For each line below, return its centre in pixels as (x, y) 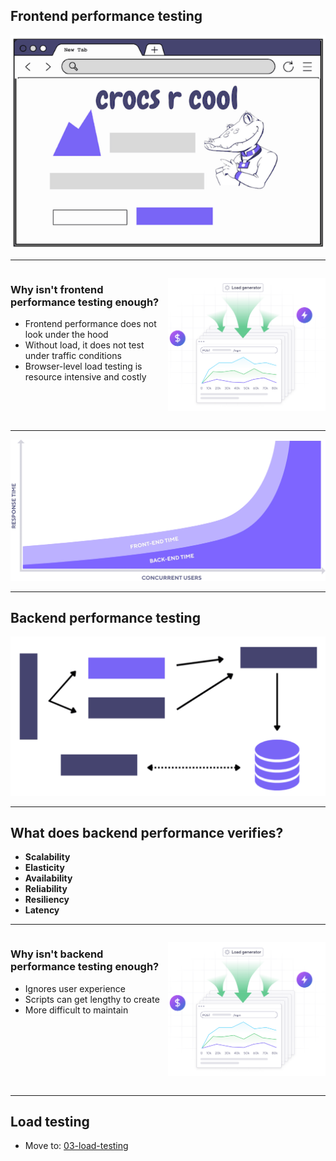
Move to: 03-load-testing (76, 1146)
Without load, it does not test (84, 345)
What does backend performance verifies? (147, 833)
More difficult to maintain (76, 1010)
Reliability (46, 889)
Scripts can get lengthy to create (92, 999)
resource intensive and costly (85, 376)
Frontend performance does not (90, 323)
